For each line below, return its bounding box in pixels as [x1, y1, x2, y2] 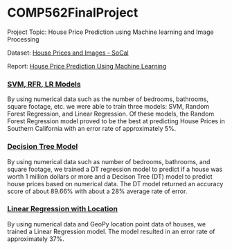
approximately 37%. [7, 234, 64, 243]
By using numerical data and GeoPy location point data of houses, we [7, 220, 206, 228]
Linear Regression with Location [7, 204, 118, 214]
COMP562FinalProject [7, 5, 139, 21]
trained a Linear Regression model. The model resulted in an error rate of [7, 227, 215, 235]
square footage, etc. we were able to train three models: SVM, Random [7, 102, 210, 111]
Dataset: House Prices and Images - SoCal [7, 48, 130, 57]
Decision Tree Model [7, 142, 78, 152]
